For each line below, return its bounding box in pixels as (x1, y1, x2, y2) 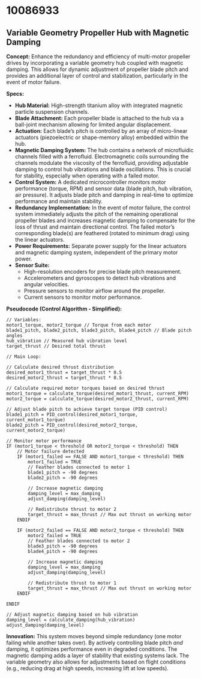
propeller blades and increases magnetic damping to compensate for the (14, 217, 196, 224)
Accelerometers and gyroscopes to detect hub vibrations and (23, 274, 176, 282)
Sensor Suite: (14, 262, 50, 268)
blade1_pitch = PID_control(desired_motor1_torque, (6, 411, 138, 418)
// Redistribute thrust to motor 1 (28, 580, 117, 586)
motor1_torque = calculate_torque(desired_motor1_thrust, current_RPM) (6, 390, 189, 396)
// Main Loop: (6, 354, 42, 360)
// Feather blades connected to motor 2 (28, 538, 130, 544)
